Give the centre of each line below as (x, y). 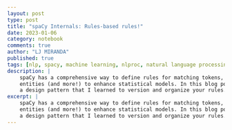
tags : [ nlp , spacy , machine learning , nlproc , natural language (101, 65)
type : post (23, 20)
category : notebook (35, 39)
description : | (29, 71)
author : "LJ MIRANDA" (38, 52)
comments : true (29, 45)
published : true (30, 58)
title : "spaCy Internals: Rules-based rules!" (75, 26)
